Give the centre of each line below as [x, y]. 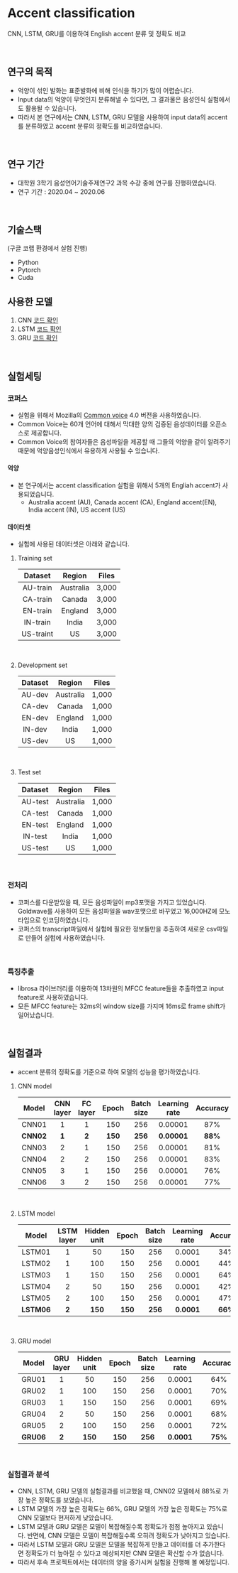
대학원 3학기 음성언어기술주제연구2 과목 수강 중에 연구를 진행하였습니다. [117, 183]
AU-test [35, 802]
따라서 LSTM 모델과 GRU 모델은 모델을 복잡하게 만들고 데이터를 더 [109, 1544]
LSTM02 [36, 1263]
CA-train [37, 600]
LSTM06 [36, 1309]
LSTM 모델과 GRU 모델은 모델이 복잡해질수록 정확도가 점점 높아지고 [111, 1526]
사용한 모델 [30, 302]
